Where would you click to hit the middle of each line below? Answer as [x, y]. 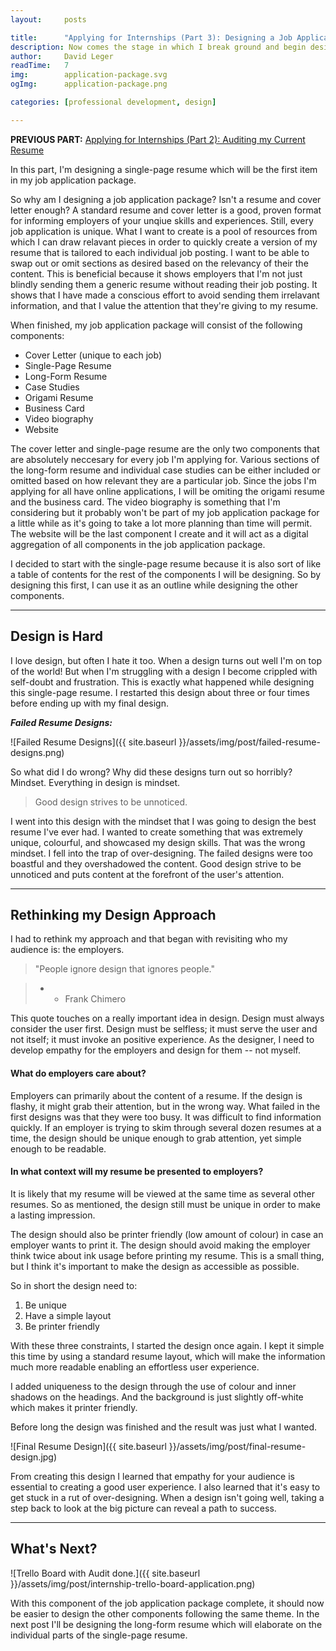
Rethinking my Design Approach [113, 914]
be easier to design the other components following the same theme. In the [165, 1613]
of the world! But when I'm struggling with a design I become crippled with [164, 671]
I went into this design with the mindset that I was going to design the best [163, 821]
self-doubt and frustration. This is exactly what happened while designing [162, 682]
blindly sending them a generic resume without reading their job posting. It [164, 284]
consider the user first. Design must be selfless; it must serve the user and [164, 1029]
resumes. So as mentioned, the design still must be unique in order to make [165, 1204]
